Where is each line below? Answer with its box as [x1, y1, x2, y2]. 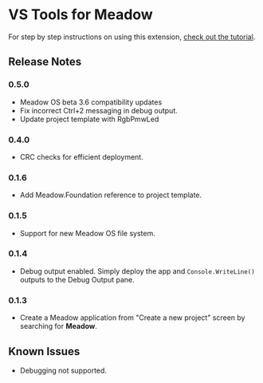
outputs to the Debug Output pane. [19, 274, 135, 284]
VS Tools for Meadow [8, 6, 153, 24]
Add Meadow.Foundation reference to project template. [19, 190, 202, 200]
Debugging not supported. [19, 365, 108, 375]
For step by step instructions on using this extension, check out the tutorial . [8, 32, 256, 41]
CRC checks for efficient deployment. [19, 152, 143, 161]
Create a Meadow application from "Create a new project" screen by [19, 313, 245, 322]
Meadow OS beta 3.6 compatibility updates [19, 97, 163, 107]
